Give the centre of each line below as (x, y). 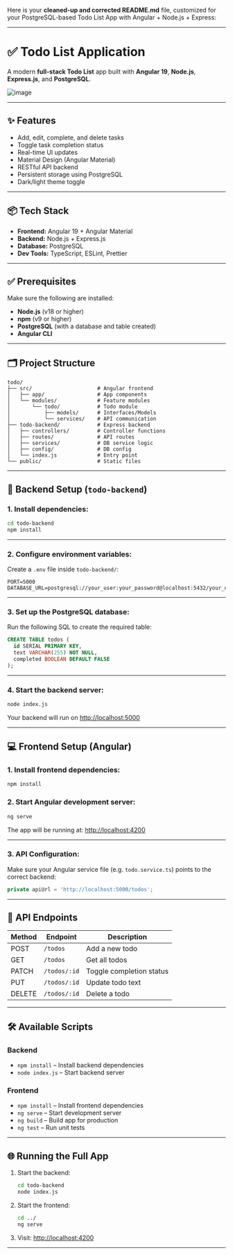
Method (24, 937)
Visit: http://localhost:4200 (55, 1238)
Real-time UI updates (48, 152)
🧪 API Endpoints (43, 918)
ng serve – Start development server (69, 1113)
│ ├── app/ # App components (77, 395)
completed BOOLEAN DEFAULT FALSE (62, 659)
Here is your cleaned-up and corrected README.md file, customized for (112, 10)
